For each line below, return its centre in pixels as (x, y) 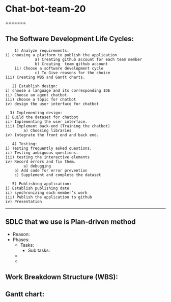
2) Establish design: (35, 86)
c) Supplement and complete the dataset (58, 175)
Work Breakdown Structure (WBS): (62, 277)
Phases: (21, 240)
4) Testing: (25, 144)
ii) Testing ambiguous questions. (42, 153)
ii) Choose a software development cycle (59, 68)
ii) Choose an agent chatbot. (37, 95)
